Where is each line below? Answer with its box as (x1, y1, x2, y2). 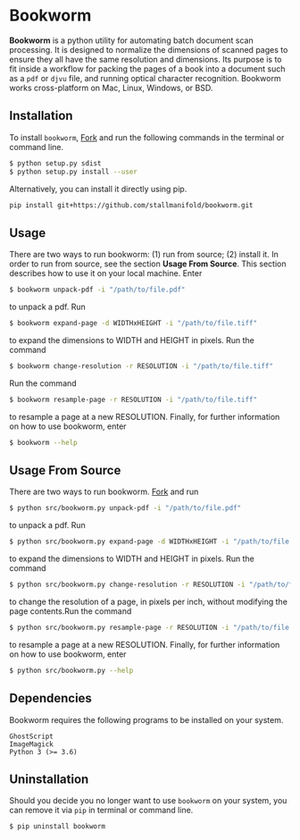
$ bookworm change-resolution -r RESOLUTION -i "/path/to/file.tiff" (9, 361, 274, 371)
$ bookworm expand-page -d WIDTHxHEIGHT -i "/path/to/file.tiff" (9, 319, 257, 328)
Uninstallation (9, 771, 89, 786)
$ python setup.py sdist (9, 158, 102, 168)
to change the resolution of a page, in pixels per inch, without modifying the (9, 596, 288, 607)
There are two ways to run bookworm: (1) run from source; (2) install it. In (9, 249, 279, 260)
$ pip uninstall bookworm (9, 822, 105, 831)
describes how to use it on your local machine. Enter (9, 268, 203, 279)
